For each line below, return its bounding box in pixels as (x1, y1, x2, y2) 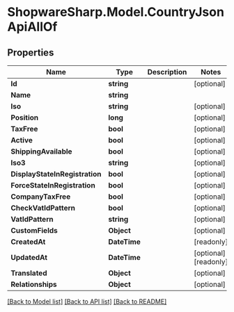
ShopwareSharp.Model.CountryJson (7, 4, 225, 20)
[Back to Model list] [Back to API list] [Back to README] (7, 297, 167, 306)
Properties (7, 47, 54, 58)
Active (10, 136, 33, 145)
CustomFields (10, 226, 58, 235)
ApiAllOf (7, 19, 58, 35)
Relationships (10, 279, 57, 289)
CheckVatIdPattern (10, 203, 75, 213)
